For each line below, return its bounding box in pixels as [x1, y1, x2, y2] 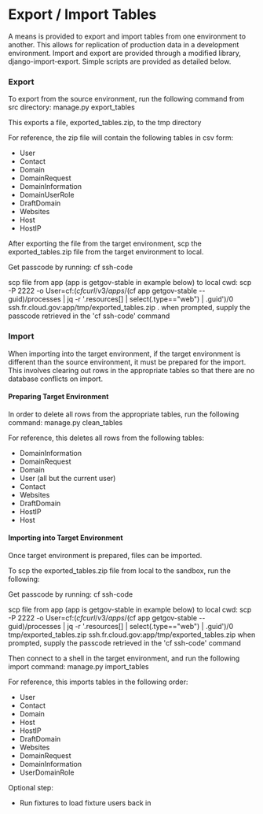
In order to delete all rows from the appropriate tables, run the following [8, 409, 239, 419]
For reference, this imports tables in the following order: [8, 677, 188, 686]
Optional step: [8, 783, 53, 792]
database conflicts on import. [8, 374, 104, 383]
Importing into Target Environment [8, 533, 123, 542]
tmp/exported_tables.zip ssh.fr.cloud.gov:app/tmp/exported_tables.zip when [8, 630, 256, 639]
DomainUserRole [19, 191, 75, 200]
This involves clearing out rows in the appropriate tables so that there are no [8, 365, 255, 375]
